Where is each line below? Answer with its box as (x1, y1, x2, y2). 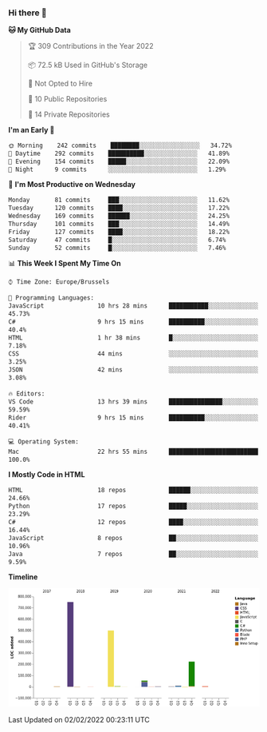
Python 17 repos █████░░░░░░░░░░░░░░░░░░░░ (8, 503, 259, 511)
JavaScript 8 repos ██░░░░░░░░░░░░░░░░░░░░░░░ (8, 535, 259, 543)
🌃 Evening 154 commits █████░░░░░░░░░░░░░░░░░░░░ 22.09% (8, 157, 230, 166)
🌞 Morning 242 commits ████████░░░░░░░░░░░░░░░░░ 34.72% (8, 141, 233, 150)
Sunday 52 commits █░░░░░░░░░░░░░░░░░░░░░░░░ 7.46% (8, 244, 226, 253)
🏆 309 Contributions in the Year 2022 (27, 42, 154, 51)
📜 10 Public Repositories (27, 94, 108, 104)
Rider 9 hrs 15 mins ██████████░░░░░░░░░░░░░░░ (8, 414, 259, 422)
